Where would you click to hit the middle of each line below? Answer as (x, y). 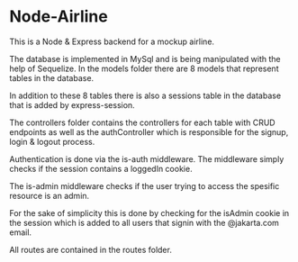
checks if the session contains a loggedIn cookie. (101, 168)
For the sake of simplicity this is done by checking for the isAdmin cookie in (149, 212)
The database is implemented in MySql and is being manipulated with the (145, 59)
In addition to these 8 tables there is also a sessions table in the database (145, 95)
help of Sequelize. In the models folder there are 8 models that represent (144, 68)
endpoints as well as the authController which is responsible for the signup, (149, 131)
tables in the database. (52, 77)
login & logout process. (52, 141)
